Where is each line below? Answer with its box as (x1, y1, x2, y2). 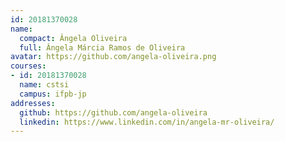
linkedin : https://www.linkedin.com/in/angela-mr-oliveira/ (19, 117, 275, 127)
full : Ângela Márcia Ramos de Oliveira (19, 42, 186, 53)
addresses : (10, 98, 56, 108)
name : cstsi (19, 80, 70, 90)
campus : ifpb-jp (19, 89, 87, 99)
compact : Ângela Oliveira (19, 33, 128, 43)
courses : (10, 61, 47, 71)
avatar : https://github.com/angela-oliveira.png (10, 52, 217, 62)
